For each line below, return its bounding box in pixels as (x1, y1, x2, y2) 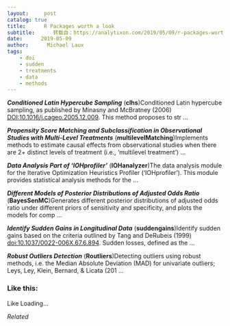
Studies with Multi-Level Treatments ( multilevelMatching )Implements (7, 134, 209, 142)
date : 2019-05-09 (7, 36, 72, 42)
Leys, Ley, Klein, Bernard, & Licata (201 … (7, 267, 125, 275)
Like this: (7, 284, 38, 293)
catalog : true (7, 16, 48, 23)
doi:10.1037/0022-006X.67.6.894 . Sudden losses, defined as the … (7, 239, 195, 247)
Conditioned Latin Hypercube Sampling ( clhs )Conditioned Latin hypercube (7, 98, 222, 107)
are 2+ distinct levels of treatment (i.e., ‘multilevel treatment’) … (7, 148, 186, 157)
